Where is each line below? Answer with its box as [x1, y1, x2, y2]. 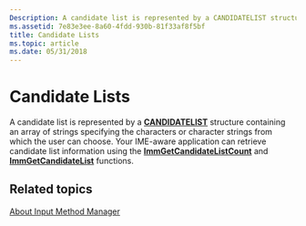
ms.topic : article [9, 38, 79, 48]
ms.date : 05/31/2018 [9, 47, 88, 56]
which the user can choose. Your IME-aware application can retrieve [9, 136, 267, 147]
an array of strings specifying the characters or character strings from [9, 127, 273, 138]
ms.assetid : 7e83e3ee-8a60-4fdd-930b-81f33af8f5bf [9, 22, 206, 31]
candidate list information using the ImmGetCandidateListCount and [9, 146, 269, 157]
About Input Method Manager [9, 206, 121, 217]
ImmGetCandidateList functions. [9, 156, 134, 167]
